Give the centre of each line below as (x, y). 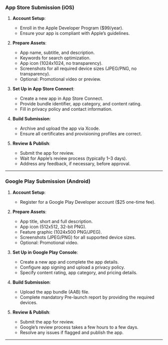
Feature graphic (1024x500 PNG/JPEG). (61, 232)
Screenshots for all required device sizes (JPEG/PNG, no (78, 68)
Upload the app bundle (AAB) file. (54, 292)
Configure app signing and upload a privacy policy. (72, 267)
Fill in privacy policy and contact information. (66, 109)
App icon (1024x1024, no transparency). (61, 63)
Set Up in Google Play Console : (45, 252)
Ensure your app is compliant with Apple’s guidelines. (75, 33)
